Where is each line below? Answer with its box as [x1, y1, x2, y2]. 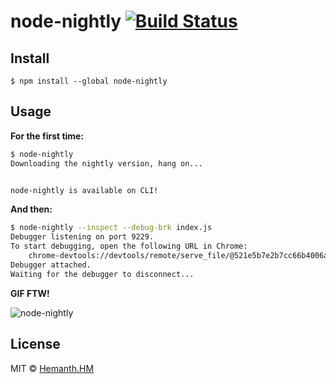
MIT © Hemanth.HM [10, 362, 95, 374]
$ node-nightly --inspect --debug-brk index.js [10, 223, 213, 233]
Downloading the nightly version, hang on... [10, 158, 203, 169]
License [10, 336, 61, 353]
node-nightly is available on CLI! [10, 185, 159, 195]
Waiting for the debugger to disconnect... [10, 269, 195, 279]
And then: [10, 203, 53, 215]
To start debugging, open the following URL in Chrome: [10, 241, 248, 252]
